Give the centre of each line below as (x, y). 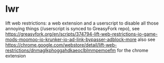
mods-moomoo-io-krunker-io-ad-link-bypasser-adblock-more (71, 39)
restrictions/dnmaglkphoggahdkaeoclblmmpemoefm (61, 50)
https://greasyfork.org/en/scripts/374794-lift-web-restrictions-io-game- (81, 34)
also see (147, 39)
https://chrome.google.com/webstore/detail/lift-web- (61, 45)
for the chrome (133, 50)
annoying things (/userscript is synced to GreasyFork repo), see (73, 28)
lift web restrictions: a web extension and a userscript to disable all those (82, 23)
